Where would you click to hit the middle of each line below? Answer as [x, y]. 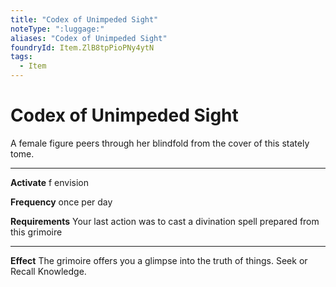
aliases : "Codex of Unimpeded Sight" [89, 38]
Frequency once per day [61, 202]
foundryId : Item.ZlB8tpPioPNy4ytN [82, 47]
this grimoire [36, 232]
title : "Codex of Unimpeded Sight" [84, 19]
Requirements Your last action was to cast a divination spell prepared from [165, 221]
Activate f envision [50, 182]
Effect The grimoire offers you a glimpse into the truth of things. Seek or [159, 260]
